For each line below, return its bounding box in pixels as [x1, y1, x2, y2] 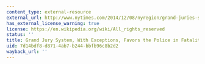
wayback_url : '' [6, 49, 48, 55]
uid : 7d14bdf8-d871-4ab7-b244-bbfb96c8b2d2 [6, 43, 119, 49]
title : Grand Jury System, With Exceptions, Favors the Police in [6, 37, 179, 43]
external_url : [6, 15, 43, 21]
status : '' [6, 32, 34, 38]
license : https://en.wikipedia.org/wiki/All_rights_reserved [6, 26, 165, 32]
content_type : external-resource [6, 9, 92, 15]
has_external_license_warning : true [6, 20, 99, 26]
